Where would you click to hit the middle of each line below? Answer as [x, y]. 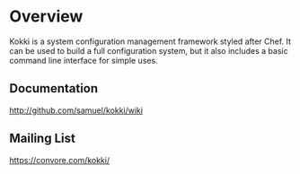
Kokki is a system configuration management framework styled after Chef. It [150, 41]
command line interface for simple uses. [84, 60]
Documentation [54, 88]
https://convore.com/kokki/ [60, 160]
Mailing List [43, 139]
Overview [46, 17]
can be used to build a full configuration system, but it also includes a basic [149, 50]
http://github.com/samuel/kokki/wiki [76, 110]
